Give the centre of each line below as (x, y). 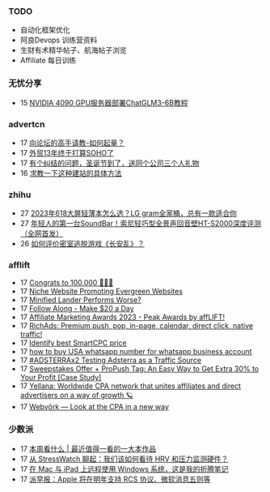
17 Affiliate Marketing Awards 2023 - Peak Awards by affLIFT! (122, 317)
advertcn (27, 124)
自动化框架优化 (45, 30)
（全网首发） (41, 233)
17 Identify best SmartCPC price (73, 343)
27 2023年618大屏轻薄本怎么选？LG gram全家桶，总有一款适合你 (128, 213)
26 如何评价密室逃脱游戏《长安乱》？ (82, 244)
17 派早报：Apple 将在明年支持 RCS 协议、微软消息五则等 (115, 479)
